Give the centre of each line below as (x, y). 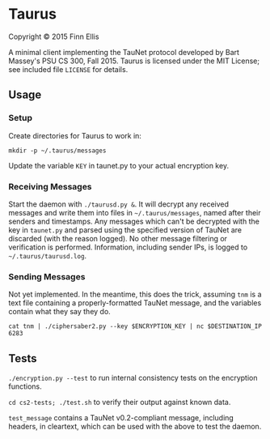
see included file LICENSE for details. (68, 69)
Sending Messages (47, 276)
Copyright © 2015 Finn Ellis (54, 36)
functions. (25, 386)
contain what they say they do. (59, 312)
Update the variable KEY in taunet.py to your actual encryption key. (118, 165)
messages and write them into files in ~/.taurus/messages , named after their (135, 212)
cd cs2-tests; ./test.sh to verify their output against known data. (120, 403)
